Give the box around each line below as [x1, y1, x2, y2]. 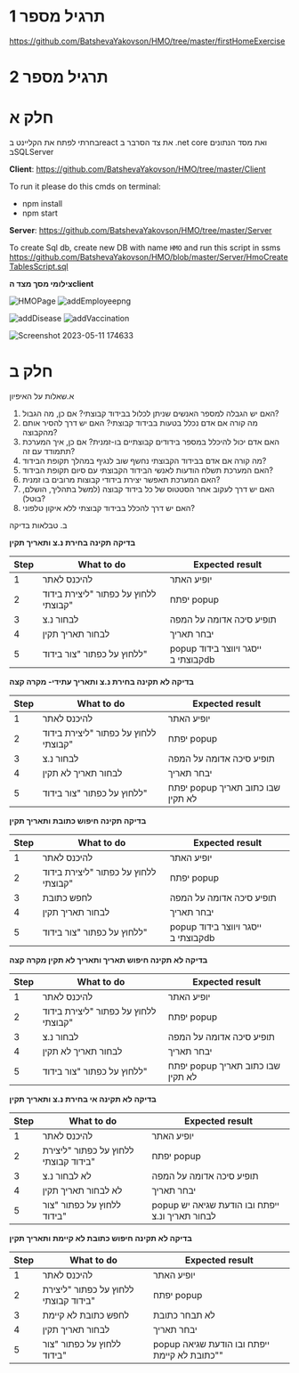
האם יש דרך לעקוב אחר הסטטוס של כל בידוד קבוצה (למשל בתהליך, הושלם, [21, 483, 275, 494]
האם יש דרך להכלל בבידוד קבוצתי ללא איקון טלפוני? [21, 503, 196, 513]
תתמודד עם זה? [21, 446, 76, 456]
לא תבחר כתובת [152, 1309, 215, 1321]
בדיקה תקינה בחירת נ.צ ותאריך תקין [9, 537, 136, 548]
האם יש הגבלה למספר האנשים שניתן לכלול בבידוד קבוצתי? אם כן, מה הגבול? [21, 408, 279, 418]
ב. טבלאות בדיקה [9, 520, 68, 531]
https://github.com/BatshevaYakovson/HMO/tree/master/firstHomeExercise [9, 36, 286, 46]
